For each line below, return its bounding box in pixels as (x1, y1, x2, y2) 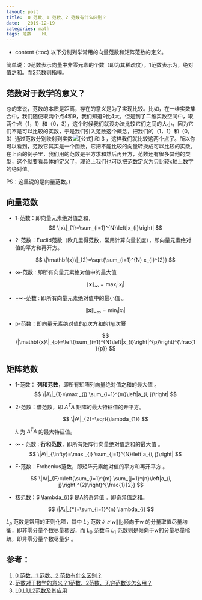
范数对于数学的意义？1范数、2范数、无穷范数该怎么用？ (14, 579, 153, 586)
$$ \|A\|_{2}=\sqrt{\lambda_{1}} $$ (63, 415, 148, 423)
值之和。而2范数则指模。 (6, 69, 68, 76)
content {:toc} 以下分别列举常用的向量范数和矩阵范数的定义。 (14, 49, 167, 56)
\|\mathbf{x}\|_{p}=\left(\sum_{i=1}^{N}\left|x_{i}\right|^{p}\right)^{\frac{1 (15, 338, 196, 346)
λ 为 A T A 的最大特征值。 (14, 427, 76, 435)
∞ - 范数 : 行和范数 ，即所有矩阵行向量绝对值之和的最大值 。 (14, 441, 164, 448)
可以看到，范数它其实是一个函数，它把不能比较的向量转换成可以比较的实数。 (6, 142, 196, 150)
